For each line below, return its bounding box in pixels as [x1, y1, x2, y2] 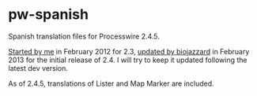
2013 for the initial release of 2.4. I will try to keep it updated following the [8, 55, 248, 65]
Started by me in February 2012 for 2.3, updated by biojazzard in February [8, 46, 250, 56]
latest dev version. [8, 63, 69, 72]
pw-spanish [8, 6, 89, 24]
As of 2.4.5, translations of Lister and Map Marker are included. [8, 79, 215, 88]
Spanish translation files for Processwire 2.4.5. [8, 31, 161, 41]
